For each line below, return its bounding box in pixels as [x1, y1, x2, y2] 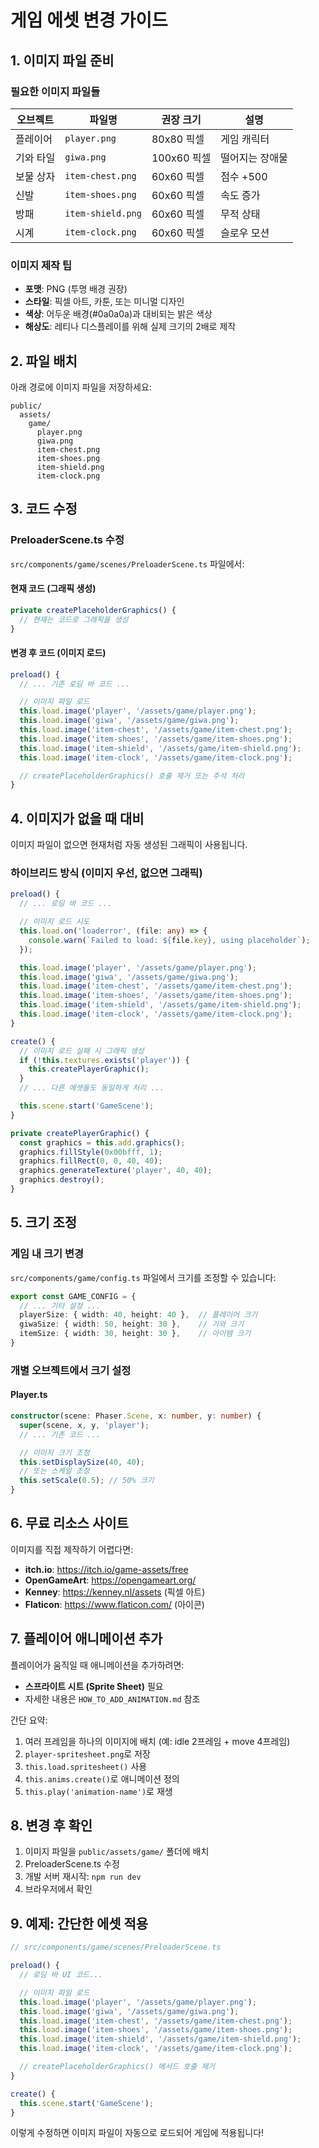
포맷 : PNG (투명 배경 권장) [24, 283, 128, 295]
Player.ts [10, 1389, 48, 1401]
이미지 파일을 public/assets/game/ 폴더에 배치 [24, 1846, 210, 1858]
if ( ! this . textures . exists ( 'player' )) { [19, 1055, 190, 1065]
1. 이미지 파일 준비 [10, 52, 115, 69]
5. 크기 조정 [10, 1214, 78, 1231]
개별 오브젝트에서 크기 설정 [10, 1363, 132, 1377]
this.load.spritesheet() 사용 [24, 1760, 148, 1772]
